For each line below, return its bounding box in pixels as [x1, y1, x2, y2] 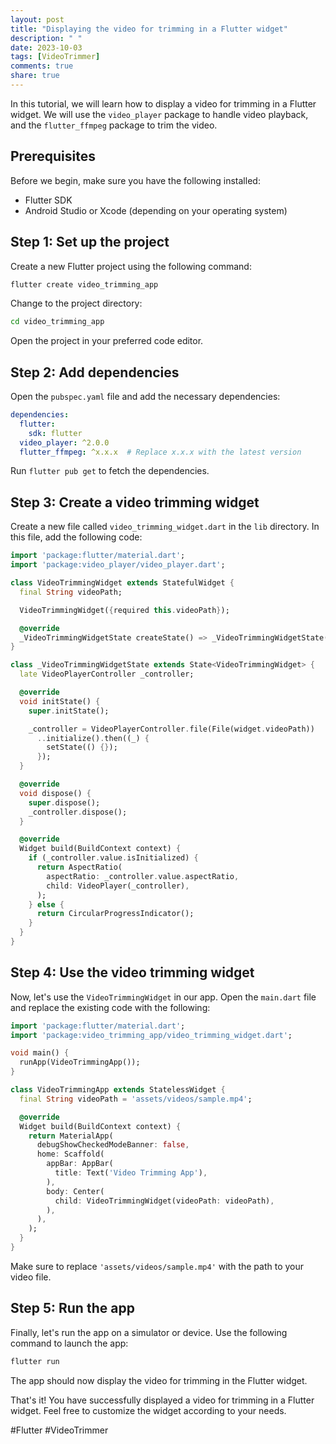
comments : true [10, 61, 74, 71]
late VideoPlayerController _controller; [19, 669, 195, 680]
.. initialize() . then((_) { [36, 733, 150, 743]
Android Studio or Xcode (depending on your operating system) [24, 204, 288, 216]
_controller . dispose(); [28, 807, 128, 817]
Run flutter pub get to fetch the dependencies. [10, 465, 210, 477]
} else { [28, 899, 65, 910]
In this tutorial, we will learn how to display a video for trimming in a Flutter [10, 97, 317, 110]
